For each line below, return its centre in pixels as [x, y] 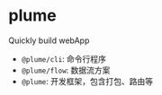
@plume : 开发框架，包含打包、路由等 [87, 81]
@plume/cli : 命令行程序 [64, 58]
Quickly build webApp [49, 40]
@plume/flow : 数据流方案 [66, 70]
